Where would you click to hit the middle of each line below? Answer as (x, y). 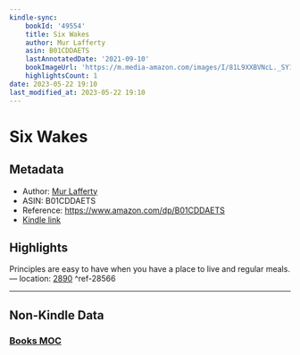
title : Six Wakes (58, 34)
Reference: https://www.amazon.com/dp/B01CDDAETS (124, 210)
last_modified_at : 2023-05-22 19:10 (77, 92)
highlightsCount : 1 (62, 76)
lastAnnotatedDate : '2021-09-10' (87, 59)
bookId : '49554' (56, 26)
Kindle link (41, 219)
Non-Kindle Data (57, 315)
